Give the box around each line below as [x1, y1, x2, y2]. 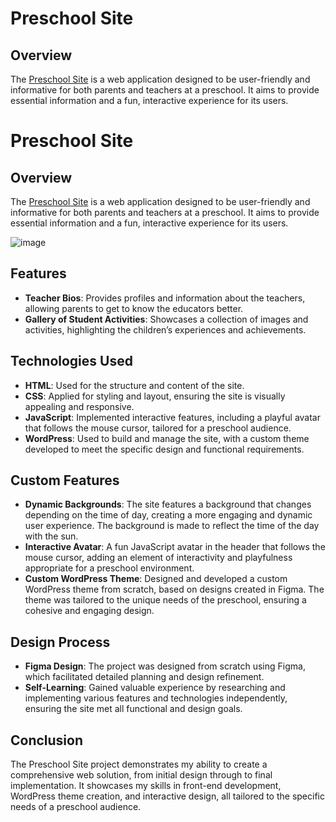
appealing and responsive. [24, 400, 135, 412]
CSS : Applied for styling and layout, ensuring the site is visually [24, 390, 286, 402]
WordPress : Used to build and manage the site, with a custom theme [24, 432, 310, 444]
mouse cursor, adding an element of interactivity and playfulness [24, 552, 293, 564]
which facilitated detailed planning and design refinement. [24, 671, 265, 683]
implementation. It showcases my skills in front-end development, [10, 780, 282, 792]
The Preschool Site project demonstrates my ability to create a [10, 758, 268, 771]
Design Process [10, 633, 111, 651]
